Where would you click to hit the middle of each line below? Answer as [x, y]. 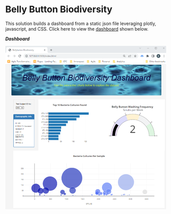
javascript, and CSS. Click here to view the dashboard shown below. [77, 29]
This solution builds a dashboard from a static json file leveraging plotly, [81, 23]
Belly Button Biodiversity [59, 9]
